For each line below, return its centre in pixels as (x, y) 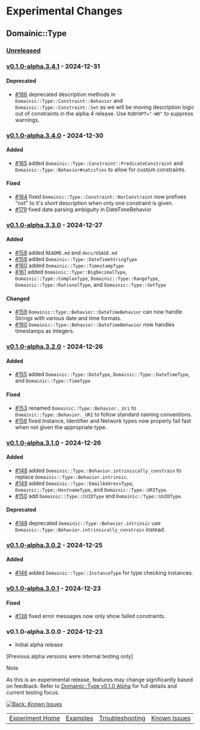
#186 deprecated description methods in (65, 94)
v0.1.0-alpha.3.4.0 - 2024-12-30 (55, 135)
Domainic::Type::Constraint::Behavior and (69, 101)
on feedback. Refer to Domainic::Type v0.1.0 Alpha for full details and (92, 686)
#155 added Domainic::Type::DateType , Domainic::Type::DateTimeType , (102, 374)
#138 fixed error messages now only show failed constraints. (90, 616)
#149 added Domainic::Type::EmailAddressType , (74, 483)
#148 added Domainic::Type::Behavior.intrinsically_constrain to (98, 470)
